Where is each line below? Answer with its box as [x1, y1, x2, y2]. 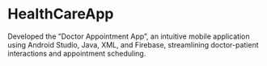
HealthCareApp [7, 5, 114, 23]
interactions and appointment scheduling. [7, 48, 146, 58]
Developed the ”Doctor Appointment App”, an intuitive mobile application [7, 31, 250, 41]
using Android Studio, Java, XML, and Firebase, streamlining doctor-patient [7, 39, 259, 49]
